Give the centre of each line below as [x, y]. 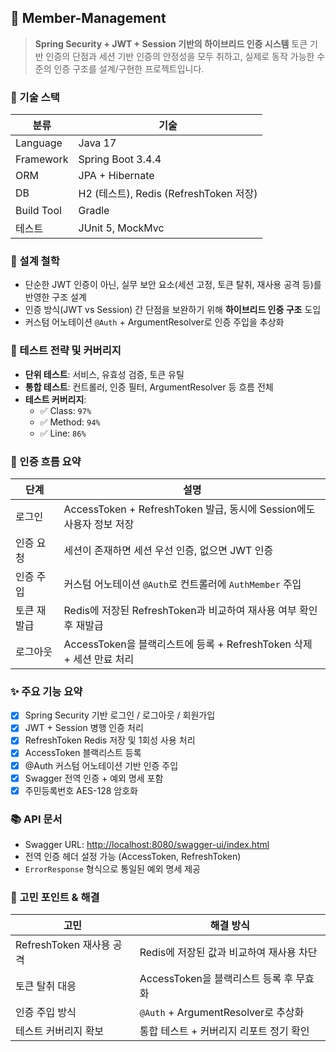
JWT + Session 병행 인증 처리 [84, 728]
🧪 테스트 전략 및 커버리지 [66, 351]
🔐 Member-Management [88, 18]
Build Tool [38, 211]
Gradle [94, 211]
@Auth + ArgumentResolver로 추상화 [222, 1013]
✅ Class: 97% [65, 410]
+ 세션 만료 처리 [99, 659]
